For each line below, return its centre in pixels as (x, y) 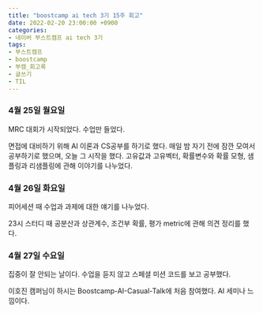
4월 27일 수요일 (36, 255)
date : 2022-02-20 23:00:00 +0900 (63, 23)
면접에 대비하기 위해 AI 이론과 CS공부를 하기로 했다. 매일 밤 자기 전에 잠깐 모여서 (132, 146)
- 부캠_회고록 (27, 67)
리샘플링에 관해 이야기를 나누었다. (81, 166)
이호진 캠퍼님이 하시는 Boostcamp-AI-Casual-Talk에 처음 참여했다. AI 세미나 (127, 291)
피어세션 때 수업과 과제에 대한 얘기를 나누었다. (79, 207)
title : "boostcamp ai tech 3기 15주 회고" (76, 15)
